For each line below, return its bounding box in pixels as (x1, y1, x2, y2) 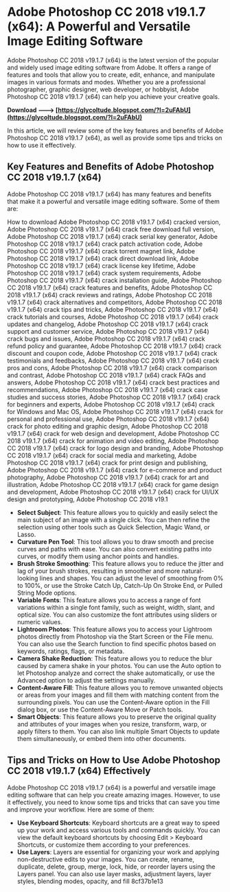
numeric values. (16, 617, 63, 626)
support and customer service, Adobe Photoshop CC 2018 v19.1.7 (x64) (7, 327, 209, 335)
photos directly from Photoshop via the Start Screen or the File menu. (16, 632, 214, 641)
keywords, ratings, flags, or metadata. (16, 647, 125, 655)
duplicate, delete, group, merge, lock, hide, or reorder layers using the (16, 862, 216, 871)
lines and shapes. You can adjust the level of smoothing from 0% (39, 574, 224, 582)
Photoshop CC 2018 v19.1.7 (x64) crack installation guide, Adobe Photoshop (7, 276, 222, 284)
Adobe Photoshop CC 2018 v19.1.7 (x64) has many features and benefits (7, 190, 211, 198)
